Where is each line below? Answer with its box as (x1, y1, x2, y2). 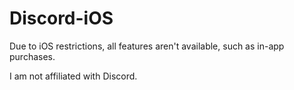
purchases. (9, 50, 56, 62)
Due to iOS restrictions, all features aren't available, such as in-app (9, 40, 285, 52)
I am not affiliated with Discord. (9, 70, 138, 82)
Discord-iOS (9, 7, 114, 30)
